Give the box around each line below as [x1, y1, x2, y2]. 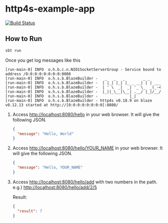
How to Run [5, 34, 42, 43]
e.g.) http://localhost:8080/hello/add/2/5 [12, 184, 97, 190]
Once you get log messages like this [5, 57, 81, 63]
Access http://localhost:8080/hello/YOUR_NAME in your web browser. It [12, 145, 163, 151]
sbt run [5, 48, 22, 53]
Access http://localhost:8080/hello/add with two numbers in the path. [12, 178, 158, 185]
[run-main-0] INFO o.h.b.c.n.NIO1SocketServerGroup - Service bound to [5, 67, 161, 72]
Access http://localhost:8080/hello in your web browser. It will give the [12, 111, 160, 117]
